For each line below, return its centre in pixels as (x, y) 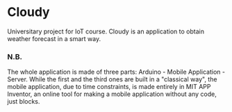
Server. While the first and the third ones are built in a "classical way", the (112, 79)
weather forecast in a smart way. (54, 38)
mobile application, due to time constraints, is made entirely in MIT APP (109, 87)
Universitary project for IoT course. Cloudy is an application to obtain (106, 31)
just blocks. (24, 102)
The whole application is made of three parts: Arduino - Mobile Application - (116, 72)
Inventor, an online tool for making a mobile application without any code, (112, 94)
